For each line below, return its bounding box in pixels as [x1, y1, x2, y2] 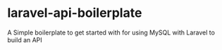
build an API [7, 35, 42, 44]
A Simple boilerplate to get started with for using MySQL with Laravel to [7, 28, 215, 37]
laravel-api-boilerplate [7, 5, 142, 21]
